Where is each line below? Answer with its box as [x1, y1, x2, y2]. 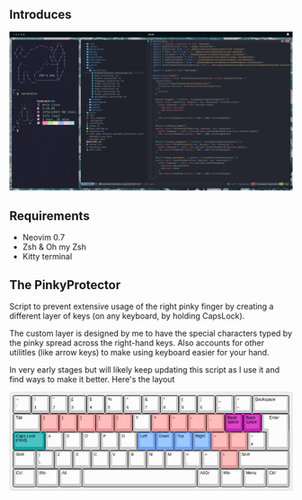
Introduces [9, 7, 72, 22]
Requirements [9, 208, 90, 224]
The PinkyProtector [9, 277, 121, 293]
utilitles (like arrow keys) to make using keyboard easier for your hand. [9, 346, 270, 357]
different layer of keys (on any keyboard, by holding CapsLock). [9, 310, 245, 321]
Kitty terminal [22, 251, 73, 262]
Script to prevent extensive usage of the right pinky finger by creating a [9, 301, 274, 311]
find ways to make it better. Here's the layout [9, 373, 175, 384]
